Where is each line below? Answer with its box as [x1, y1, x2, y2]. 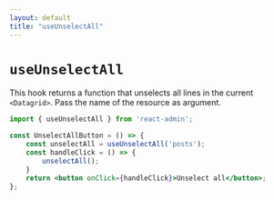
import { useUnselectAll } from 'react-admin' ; [9, 115, 194, 124]
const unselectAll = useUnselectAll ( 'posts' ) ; [25, 140, 206, 149]
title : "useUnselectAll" [9, 22, 104, 31]
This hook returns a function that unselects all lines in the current [9, 87, 254, 98]
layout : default [9, 13, 71, 23]
